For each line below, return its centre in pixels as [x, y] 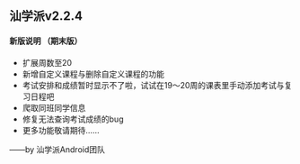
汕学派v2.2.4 [46, 16]
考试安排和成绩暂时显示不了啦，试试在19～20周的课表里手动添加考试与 [153, 85]
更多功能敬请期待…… [61, 130]
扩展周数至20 [47, 62]
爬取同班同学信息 [54, 107]
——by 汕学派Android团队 [57, 149]
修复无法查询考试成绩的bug [73, 119]
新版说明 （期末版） [46, 41]
